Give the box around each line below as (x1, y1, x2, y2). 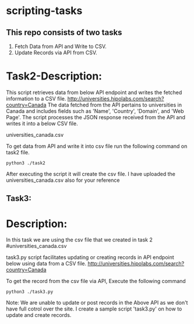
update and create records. (6, 312, 72, 319)
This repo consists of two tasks (6, 27, 122, 37)
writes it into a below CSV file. (6, 120, 78, 127)
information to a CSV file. (6, 95, 66, 102)
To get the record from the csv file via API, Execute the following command (6, 278, 186, 285)
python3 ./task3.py (6, 289, 54, 295)
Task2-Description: (6, 70, 103, 83)
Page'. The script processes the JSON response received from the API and (6, 113, 185, 120)
